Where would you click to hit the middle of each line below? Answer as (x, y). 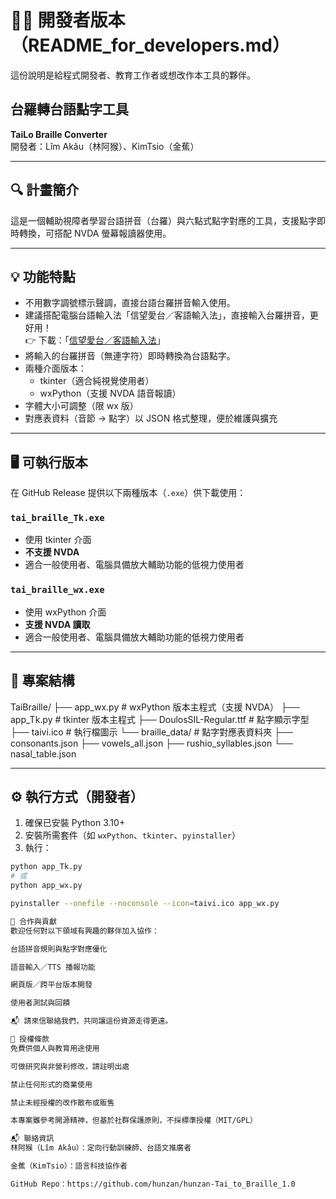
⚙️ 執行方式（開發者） (77, 796)
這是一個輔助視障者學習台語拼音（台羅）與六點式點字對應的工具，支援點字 (163, 220)
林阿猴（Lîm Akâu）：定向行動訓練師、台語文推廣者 (101, 1148)
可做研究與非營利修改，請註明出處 (70, 1066)
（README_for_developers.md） (150, 45)
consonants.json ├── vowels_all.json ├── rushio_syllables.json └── (151, 743)
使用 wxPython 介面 (65, 612)
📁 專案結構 (42, 681)
